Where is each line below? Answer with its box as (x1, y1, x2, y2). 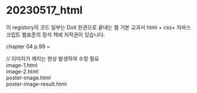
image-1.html (6, 61, 38, 68)
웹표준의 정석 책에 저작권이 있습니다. (21, 31, 105, 38)
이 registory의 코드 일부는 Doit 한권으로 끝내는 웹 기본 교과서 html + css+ (6, 24, 175, 31)
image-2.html (6, 68, 39, 75)
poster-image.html (6, 74, 51, 81)
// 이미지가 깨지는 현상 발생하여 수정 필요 (6, 55, 99, 62)
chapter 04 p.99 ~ (6, 42, 51, 50)
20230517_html (6, 4, 83, 17)
